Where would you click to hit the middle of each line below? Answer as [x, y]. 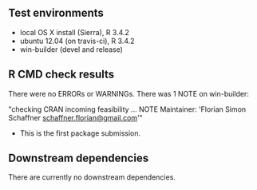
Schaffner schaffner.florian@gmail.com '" [76, 117]
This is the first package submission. [80, 133]
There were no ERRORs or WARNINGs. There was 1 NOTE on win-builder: [129, 93]
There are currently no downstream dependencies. [92, 177]
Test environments [56, 13]
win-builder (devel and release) [71, 49]
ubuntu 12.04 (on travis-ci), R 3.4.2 [77, 41]
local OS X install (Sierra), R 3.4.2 [75, 32]
